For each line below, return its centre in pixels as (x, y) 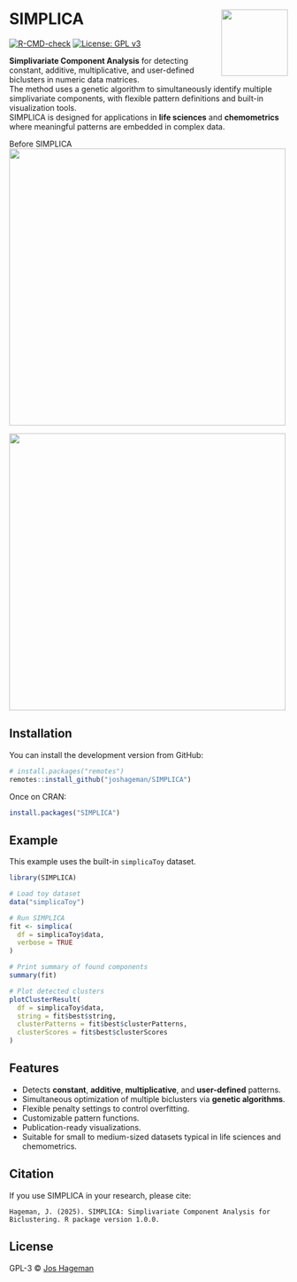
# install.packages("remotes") (67, 771)
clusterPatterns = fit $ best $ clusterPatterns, (103, 1024)
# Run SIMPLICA (37, 918)
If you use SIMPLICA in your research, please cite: (100, 1195)
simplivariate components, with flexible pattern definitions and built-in (136, 98)
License (31, 1247)
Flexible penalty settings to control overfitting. (106, 1108)
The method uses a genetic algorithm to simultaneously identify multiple (141, 89)
